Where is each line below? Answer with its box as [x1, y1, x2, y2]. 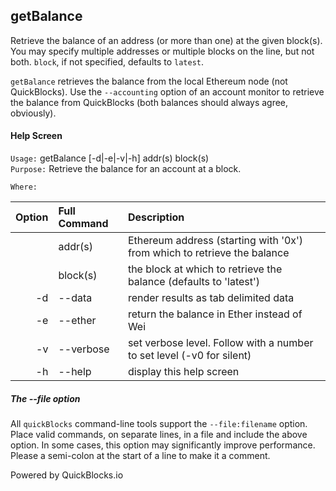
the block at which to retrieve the [127, 262, 283, 276]
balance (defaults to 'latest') [127, 275, 261, 289]
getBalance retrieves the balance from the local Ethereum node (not [10, 75, 288, 87]
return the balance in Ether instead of [127, 307, 303, 321]
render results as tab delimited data [127, 291, 295, 305]
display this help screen [127, 365, 240, 379]
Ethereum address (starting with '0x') [127, 234, 304, 248]
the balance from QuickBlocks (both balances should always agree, [10, 96, 289, 108]
